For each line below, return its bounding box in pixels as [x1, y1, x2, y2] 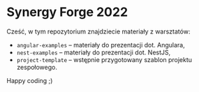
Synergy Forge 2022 [6, 4, 128, 20]
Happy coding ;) [6, 76, 53, 84]
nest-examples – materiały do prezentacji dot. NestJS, [16, 48, 171, 56]
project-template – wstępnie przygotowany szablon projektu [16, 55, 193, 63]
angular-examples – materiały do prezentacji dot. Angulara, [16, 40, 186, 49]
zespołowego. [16, 63, 57, 71]
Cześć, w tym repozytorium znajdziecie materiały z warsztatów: [6, 27, 191, 36]
